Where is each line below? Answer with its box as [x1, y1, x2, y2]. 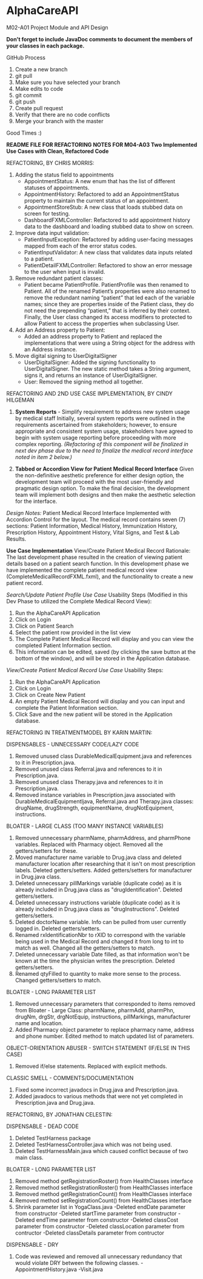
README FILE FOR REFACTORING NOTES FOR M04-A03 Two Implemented [6, 141, 198, 148]
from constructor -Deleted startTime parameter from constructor [15, 1210, 177, 1217]
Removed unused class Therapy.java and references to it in [15, 778, 164, 785]
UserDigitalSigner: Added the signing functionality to [24, 359, 156, 366]
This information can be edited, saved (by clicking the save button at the [15, 648, 196, 655]
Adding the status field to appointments [15, 171, 114, 178]
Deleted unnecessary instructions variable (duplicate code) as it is [15, 899, 181, 906]
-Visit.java [78, 1266, 103, 1273]
